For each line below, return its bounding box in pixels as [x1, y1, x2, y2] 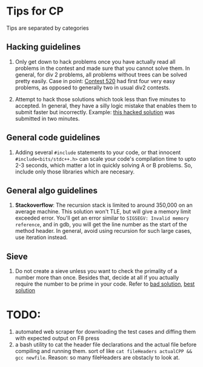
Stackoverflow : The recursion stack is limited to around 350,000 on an [15, 201, 193, 209]
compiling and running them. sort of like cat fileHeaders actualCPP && [15, 348, 193, 355]
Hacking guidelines [6, 42, 81, 52]
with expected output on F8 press [15, 335, 100, 342]
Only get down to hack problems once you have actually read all [15, 58, 176, 65]
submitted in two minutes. [15, 115, 80, 122]
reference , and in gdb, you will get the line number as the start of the [15, 221, 187, 228]
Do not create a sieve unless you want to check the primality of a [15, 268, 178, 275]
